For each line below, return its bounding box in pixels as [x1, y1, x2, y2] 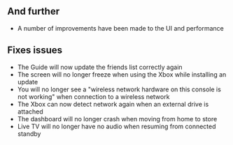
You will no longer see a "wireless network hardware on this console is [17, 85, 222, 93]
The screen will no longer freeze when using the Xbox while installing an [17, 70, 227, 79]
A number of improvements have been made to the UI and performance [17, 24, 224, 32]
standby [17, 129, 41, 138]
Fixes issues [7, 45, 63, 56]
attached [17, 107, 43, 116]
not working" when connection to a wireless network [17, 92, 170, 100]
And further [7, 6, 60, 17]
